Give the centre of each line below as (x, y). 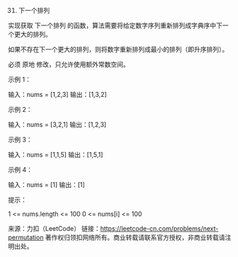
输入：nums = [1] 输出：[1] (47, 185)
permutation (26, 237)
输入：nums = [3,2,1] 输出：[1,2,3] (57, 125)
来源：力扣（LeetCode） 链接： (55, 228)
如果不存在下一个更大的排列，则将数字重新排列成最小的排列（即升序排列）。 (118, 49)
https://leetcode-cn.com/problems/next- (159, 228)
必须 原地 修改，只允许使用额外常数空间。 (69, 64)
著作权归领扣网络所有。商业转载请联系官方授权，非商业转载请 (135, 237)
